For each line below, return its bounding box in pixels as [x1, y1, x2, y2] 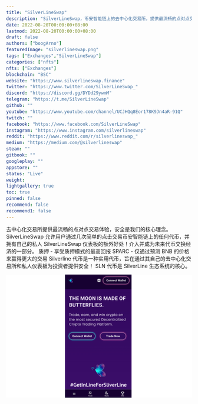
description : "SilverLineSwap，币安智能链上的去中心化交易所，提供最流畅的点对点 [6, 15, 190, 22]
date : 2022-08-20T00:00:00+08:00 [6, 22, 88, 28]
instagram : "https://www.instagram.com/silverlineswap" [6, 127, 146, 133]
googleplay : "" [6, 158, 44, 164]
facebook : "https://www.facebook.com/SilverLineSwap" [6, 121, 141, 127]
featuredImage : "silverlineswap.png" [6, 47, 99, 53]
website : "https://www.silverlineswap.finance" [6, 78, 126, 84]
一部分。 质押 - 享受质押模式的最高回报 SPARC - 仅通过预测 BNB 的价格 [16, 248, 190, 255]
